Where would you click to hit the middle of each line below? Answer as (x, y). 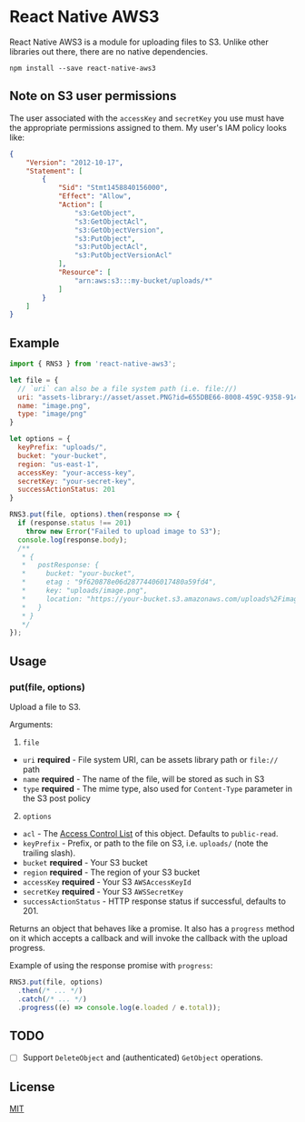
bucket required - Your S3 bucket (85, 862)
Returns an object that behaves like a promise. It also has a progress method (152, 928)
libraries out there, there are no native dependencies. (109, 51)
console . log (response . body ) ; (73, 540)
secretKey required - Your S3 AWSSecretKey (103, 892)
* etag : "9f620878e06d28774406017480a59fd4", (119, 582)
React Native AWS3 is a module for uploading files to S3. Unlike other (139, 42)
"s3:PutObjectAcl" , (111, 247)
